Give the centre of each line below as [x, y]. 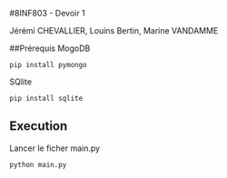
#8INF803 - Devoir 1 [47, 13]
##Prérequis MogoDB [50, 48]
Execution [39, 126]
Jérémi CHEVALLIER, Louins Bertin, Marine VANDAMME [114, 30]
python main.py [38, 164]
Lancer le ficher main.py [55, 148]
